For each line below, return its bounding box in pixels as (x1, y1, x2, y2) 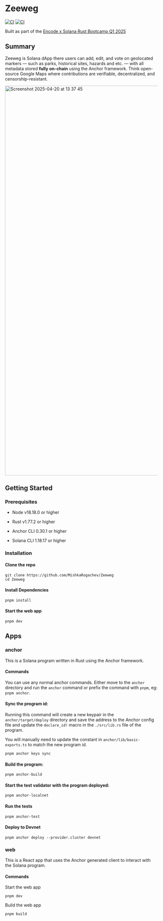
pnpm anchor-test (5, 814, 40, 819)
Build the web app (5, 902, 41, 908)
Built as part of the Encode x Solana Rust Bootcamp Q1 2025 (5, 28, 126, 34)
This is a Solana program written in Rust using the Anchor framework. (5, 658, 144, 663)
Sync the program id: (5, 701, 49, 707)
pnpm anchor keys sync (5, 751, 51, 756)
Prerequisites (5, 498, 37, 505)
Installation (5, 550, 33, 557)
